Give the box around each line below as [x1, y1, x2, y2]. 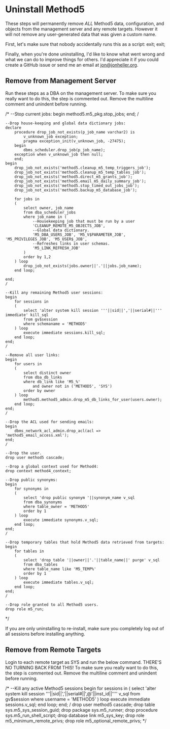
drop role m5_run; [5, 606, 44, 612]
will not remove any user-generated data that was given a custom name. [5, 31, 156, 37]
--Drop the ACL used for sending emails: [5, 419, 94, 424]
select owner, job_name [23, 205, 74, 210]
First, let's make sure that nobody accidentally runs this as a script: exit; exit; [5, 41, 165, 47]
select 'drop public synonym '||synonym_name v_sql [23, 495, 135, 500]
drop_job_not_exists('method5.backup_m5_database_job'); [14, 187, 138, 193]
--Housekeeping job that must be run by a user [32, 219, 135, 224]
